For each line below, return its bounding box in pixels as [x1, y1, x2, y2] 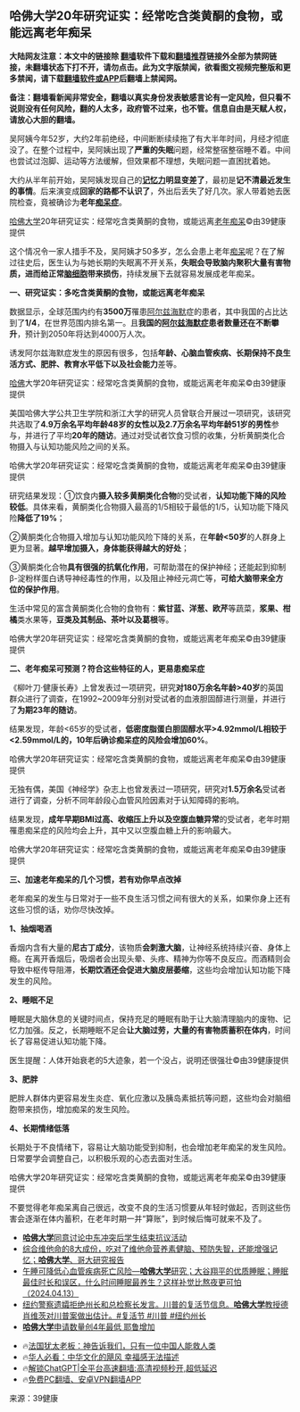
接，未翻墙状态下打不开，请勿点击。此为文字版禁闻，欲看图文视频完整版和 [9, 62, 283, 72]
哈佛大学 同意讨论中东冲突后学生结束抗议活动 [21, 1232, 187, 1242]
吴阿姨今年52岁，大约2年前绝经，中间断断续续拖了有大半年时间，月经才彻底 [9, 133, 290, 144]
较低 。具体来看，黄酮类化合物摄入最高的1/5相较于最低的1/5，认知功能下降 [9, 501, 281, 511]
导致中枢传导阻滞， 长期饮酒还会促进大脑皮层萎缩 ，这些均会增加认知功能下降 [9, 964, 291, 975]
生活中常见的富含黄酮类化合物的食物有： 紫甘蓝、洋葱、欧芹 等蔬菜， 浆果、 [9, 602, 283, 613]
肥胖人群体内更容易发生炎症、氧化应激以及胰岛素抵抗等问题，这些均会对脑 [9, 1092, 283, 1103]
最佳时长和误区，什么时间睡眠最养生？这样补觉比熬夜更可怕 [21, 1276, 242, 1287]
